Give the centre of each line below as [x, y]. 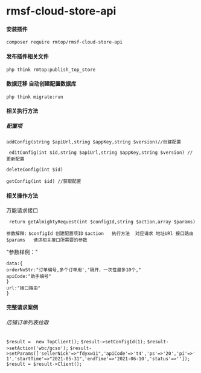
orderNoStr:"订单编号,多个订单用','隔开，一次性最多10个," [74, 270]
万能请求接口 [22, 210]
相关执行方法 [22, 111]
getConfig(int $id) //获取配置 [44, 182]
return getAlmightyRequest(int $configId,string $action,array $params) [102, 222]
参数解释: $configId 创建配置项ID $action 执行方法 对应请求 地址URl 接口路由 [100, 233]
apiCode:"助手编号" [29, 276]
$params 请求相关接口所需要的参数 [47, 240]
